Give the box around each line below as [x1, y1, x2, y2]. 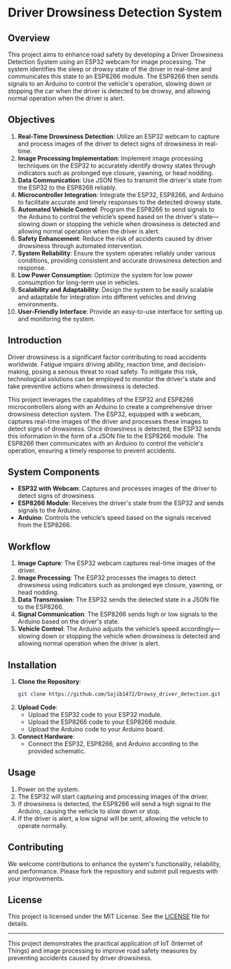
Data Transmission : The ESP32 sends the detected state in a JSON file [17, 595, 219, 604]
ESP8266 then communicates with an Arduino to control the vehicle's [8, 439, 204, 447]
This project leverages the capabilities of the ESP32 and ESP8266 [8, 395, 194, 403]
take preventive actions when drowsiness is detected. [8, 382, 160, 390]
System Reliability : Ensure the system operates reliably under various [17, 249, 216, 257]
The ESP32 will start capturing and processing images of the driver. [17, 792, 209, 801]
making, [8, 367, 31, 376]
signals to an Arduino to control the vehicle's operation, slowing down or [8, 80, 212, 87]
